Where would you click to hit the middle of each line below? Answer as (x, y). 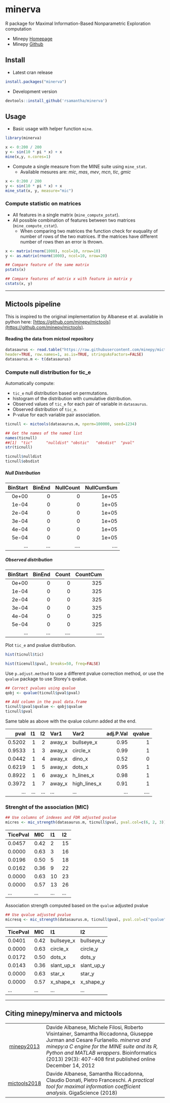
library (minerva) (24, 138)
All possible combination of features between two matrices (74, 220)
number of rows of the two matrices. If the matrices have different (89, 236)
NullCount (68, 488)
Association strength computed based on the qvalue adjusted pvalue (77, 906)
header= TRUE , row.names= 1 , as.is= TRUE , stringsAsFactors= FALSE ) (74, 354)
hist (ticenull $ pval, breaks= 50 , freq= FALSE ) (53, 664)
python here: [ (20, 322)
